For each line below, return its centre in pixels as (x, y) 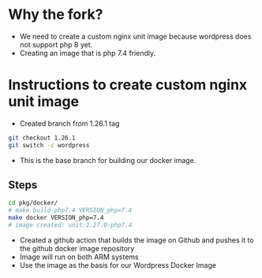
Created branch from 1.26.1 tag (69, 123)
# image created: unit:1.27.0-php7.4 (70, 225)
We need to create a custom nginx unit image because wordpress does (135, 36)
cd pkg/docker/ (33, 203)
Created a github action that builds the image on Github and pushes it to (137, 240)
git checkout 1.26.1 (42, 138)
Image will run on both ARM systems (79, 257)
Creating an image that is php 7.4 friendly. (88, 53)
